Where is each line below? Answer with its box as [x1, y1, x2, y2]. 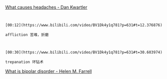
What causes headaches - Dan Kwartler [5, 4, 88, 10]
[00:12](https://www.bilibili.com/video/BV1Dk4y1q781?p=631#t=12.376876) [5, 22, 163, 27]
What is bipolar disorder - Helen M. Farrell [5, 68, 92, 74]
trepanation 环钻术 [5, 59, 44, 64]
